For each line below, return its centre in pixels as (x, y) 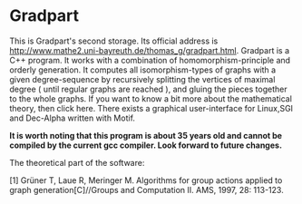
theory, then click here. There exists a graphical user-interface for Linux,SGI (151, 108)
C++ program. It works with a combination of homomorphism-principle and (150, 60)
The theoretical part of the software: (77, 162)
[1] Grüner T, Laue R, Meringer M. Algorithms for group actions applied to (146, 180)
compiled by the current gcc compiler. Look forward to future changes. (146, 145)
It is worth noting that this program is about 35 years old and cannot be (146, 135)
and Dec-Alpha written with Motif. (73, 118)
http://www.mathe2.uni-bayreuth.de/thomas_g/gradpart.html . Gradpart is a (150, 50)
